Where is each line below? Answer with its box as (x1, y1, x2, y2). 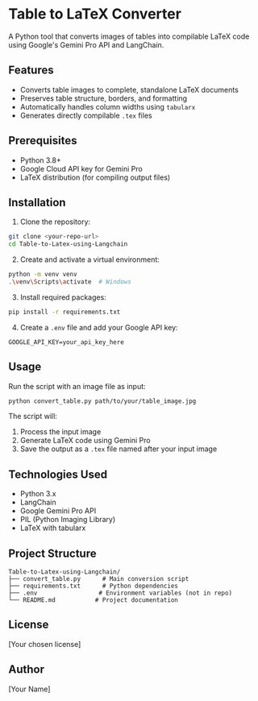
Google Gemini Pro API (19, 506, 97, 516)
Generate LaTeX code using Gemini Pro (19, 436, 151, 446)
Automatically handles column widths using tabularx (19, 102, 196, 111)
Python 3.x (19, 489, 56, 499)
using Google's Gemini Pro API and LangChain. (8, 39, 164, 49)
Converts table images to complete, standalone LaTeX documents (19, 85, 239, 94)
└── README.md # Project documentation (8, 596, 179, 604)
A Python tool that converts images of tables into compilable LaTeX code (8, 31, 250, 41)
